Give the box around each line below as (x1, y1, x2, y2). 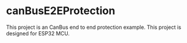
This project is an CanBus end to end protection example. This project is (6, 24, 182, 31)
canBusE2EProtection (6, 4, 116, 18)
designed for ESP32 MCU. (6, 29, 70, 37)
